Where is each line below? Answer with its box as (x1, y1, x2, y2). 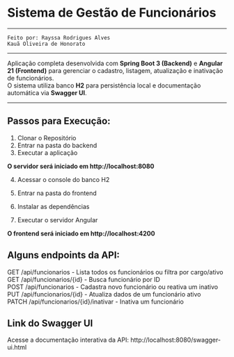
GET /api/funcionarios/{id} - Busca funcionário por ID (7, 275, 160, 283)
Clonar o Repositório (17, 133, 77, 142)
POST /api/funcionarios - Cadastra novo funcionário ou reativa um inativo (7, 283, 218, 291)
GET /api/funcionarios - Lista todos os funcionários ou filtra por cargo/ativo (7, 267, 224, 276)
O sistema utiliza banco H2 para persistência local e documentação (7, 81, 201, 90)
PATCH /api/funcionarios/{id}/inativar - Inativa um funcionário (7, 297, 185, 306)
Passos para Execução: (7, 115, 111, 127)
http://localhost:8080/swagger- (130, 335, 221, 344)
